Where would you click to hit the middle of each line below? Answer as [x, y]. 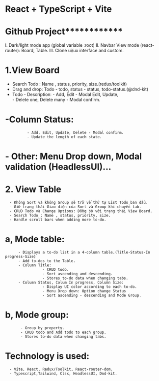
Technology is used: [47, 356]
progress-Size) [21, 257]
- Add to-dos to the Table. [47, 261]
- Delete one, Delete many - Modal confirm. [56, 100]
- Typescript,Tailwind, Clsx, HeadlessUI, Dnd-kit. [64, 373]
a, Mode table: [35, 239]
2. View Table [33, 189]
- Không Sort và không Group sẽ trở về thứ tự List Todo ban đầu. [79, 203]
